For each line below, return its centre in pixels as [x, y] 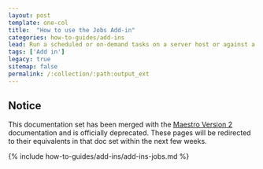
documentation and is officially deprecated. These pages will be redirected [130, 133]
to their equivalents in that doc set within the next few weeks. [107, 141]
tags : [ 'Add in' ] [37, 52]
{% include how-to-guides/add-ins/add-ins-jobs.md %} [99, 156]
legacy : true [30, 60]
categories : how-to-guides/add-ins [67, 37]
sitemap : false [33, 67]
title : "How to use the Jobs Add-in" [72, 30]
